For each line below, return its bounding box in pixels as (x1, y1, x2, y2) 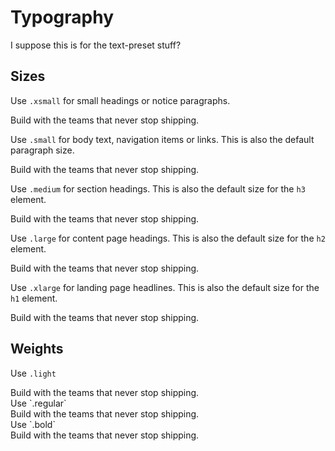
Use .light (10, 367, 57, 379)
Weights (10, 341, 64, 358)
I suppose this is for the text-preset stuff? (10, 39, 182, 51)
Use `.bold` (10, 418, 56, 430)
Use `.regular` (10, 397, 67, 409)
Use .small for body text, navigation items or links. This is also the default (10, 133, 315, 145)
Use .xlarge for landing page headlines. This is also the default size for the (10, 281, 320, 293)
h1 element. (10, 292, 58, 304)
